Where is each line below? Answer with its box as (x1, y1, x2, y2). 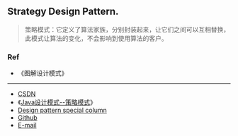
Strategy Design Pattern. (7, 6, 119, 18)
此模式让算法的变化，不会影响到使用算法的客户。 (24, 34, 168, 42)
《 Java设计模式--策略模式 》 (17, 98, 97, 106)
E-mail (17, 121, 37, 130)
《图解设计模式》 (17, 69, 68, 78)
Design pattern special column (17, 106, 108, 115)
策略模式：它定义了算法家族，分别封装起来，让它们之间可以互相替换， (24, 25, 230, 34)
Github (17, 113, 38, 122)
